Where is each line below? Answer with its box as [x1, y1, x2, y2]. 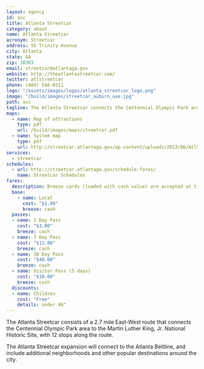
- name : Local [17, 194, 53, 201]
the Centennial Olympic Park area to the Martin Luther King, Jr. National [6, 325, 186, 332]
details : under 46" [17, 302, 67, 308]
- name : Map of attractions [12, 116, 83, 122]
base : [12, 189, 26, 195]
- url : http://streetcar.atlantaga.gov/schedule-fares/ [12, 167, 156, 173]
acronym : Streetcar [6, 37, 56, 43]
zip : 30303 [6, 59, 34, 65]
